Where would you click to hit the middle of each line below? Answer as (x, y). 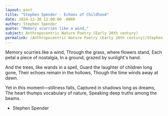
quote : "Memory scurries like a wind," (47, 29)
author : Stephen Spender (31, 24)
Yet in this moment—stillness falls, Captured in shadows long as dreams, (80, 87)
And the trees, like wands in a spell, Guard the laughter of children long (79, 67)
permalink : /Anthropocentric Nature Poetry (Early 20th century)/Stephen (84, 38)
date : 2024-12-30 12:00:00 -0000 (40, 19)
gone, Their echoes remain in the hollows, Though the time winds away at (82, 72)
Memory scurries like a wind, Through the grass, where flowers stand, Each (84, 52)
